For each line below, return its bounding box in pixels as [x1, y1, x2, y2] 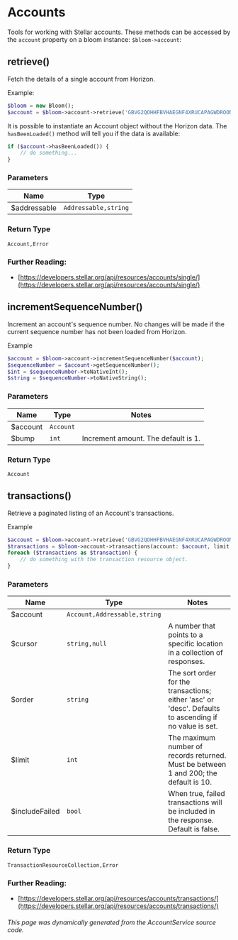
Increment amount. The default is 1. [81, 433, 200, 443]
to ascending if [167, 712, 218, 722]
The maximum [167, 733, 216, 743]
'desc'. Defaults [167, 704, 220, 714]
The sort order [167, 668, 216, 678]
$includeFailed [11, 807, 60, 817]
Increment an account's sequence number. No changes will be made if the [7, 320, 225, 328]
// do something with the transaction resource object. [20, 556, 189, 563]
